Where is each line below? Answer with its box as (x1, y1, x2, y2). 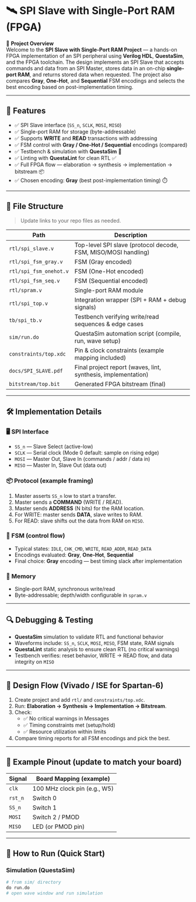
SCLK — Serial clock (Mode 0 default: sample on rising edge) (14, 449, 159, 456)
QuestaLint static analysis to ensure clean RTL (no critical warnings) (14, 645, 180, 652)
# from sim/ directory (6, 879, 61, 886)
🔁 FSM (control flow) (6, 532, 65, 540)
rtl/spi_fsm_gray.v (9, 258, 63, 265)
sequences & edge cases (74, 320, 144, 328)
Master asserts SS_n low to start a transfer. (14, 492, 117, 499)
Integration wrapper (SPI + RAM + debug (74, 296, 187, 304)
